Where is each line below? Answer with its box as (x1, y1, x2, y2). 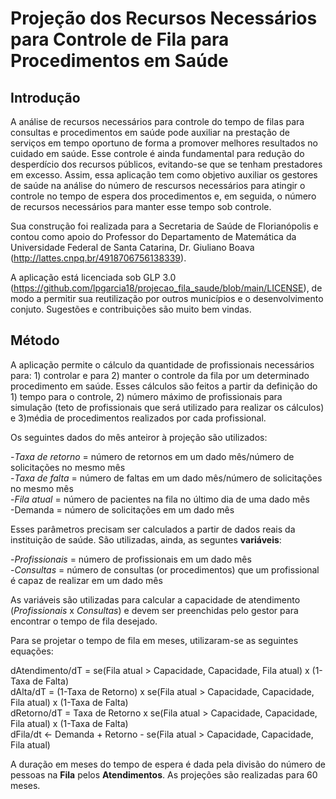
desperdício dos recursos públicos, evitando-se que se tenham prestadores (10, 158, 323, 170)
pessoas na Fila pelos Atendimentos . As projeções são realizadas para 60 (10, 768, 318, 781)
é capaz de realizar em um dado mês (10, 574, 163, 586)
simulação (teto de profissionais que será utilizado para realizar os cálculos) (10, 401, 325, 413)
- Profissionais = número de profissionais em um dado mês (10, 553, 252, 565)
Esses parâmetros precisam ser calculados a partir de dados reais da (10, 523, 296, 535)
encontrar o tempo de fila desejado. (10, 615, 158, 627)
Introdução (10, 89, 81, 106)
